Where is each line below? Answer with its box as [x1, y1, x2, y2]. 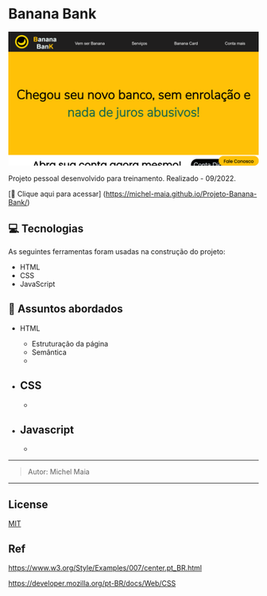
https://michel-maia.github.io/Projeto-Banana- [105, 189, 257, 199]
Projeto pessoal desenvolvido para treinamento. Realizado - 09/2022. [8, 174, 237, 183]
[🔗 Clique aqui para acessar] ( [8, 189, 106, 199]
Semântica [31, 347, 68, 357]
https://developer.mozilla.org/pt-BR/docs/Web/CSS [8, 578, 176, 588]
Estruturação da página [31, 339, 109, 348]
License [8, 497, 48, 511]
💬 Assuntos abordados [8, 302, 123, 316]
